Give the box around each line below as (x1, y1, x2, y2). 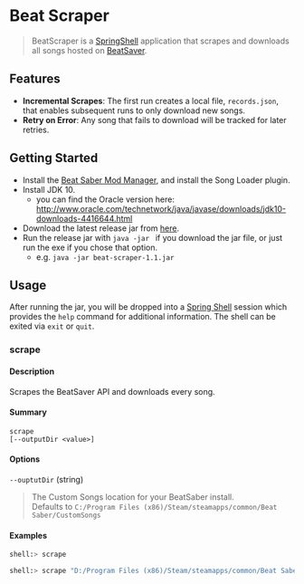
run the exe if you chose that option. (22, 242, 158, 253)
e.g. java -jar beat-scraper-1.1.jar (35, 251, 175, 263)
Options (9, 454, 41, 464)
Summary (9, 407, 47, 417)
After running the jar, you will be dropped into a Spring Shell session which (9, 302, 288, 312)
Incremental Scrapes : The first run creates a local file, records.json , (22, 95, 279, 106)
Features (9, 72, 61, 87)
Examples (9, 530, 48, 541)
